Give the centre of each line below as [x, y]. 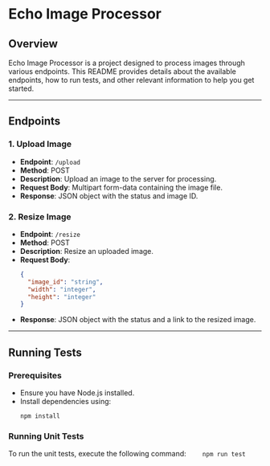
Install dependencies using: [65, 402]
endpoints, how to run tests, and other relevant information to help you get [131, 80]
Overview [33, 44]
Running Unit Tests [46, 436]
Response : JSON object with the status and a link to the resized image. [138, 320]
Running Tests [45, 352]
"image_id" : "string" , [65, 282]
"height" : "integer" [62, 297]
